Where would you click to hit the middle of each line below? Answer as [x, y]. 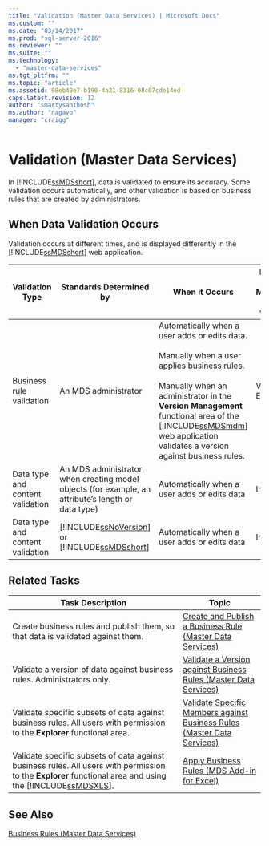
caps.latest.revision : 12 [51, 98]
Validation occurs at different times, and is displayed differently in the [122, 243]
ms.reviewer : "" [35, 46]
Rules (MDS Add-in [220, 771]
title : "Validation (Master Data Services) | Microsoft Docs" [114, 16]
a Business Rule [213, 626]
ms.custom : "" [32, 23]
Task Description [94, 603]
